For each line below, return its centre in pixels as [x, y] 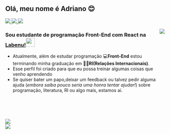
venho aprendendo [32, 74]
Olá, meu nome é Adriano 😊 [50, 9]
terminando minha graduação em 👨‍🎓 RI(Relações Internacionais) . [81, 64]
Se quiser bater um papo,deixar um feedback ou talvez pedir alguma [84, 80]
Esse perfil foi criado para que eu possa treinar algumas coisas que [83, 69]
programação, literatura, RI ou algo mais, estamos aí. [68, 91]
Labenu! [16, 44]
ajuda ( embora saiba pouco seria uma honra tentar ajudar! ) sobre [81, 85]
